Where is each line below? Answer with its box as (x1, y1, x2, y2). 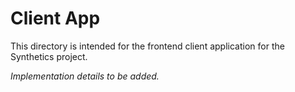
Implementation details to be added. (10, 70, 160, 82)
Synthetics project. (10, 50, 88, 62)
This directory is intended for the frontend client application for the (10, 40, 285, 52)
